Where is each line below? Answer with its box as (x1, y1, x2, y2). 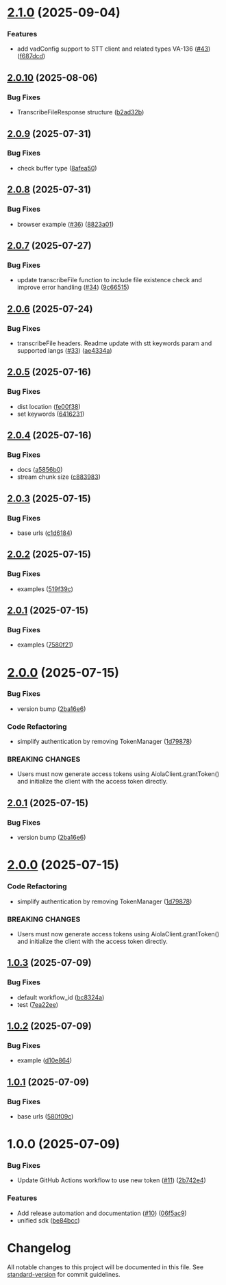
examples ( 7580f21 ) (16, 640, 74, 649)
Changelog (7, 1240, 71, 1256)
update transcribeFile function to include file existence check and (16, 276, 202, 284)
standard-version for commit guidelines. (7, 1270, 121, 1278)
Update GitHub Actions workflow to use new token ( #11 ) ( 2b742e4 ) (16, 1176, 207, 1184)
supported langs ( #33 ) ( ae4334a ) (16, 346, 112, 354)
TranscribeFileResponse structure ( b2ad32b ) (16, 108, 145, 116)
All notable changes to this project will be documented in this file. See (7, 1262, 204, 1271)
